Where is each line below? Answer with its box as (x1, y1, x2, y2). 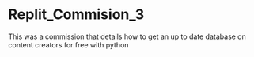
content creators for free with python (8, 40, 129, 49)
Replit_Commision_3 (8, 6, 145, 24)
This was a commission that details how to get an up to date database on (8, 32, 247, 41)
